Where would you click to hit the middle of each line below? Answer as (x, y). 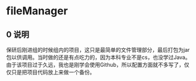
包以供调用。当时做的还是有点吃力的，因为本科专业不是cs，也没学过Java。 (98, 57)
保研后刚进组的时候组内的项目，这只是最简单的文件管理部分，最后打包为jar (98, 50)
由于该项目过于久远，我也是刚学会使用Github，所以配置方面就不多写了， (95, 65)
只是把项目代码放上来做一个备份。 (53, 72)
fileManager (37, 11)
